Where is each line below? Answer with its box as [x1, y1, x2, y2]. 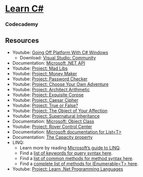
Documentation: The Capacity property [12, 134, 93, 140]
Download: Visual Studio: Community [19, 54, 96, 60]
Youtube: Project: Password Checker [12, 76, 88, 82]
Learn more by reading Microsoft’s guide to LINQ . [19, 145, 121, 151]
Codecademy [5, 21, 39, 28]
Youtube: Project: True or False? [12, 102, 78, 108]
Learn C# [5, 3, 44, 14]
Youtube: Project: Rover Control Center [12, 123, 92, 130]
